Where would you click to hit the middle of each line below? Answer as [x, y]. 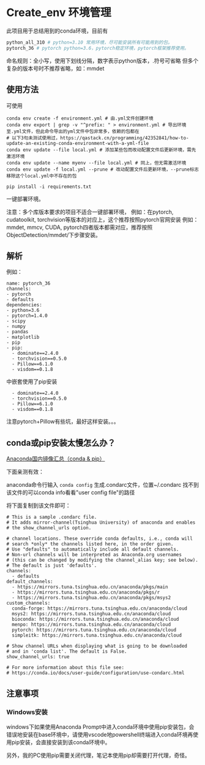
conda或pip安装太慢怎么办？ [61, 443]
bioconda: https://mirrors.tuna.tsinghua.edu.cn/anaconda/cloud [95, 619]
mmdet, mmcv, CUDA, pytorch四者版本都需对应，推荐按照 [80, 227]
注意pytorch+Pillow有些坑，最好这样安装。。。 [63, 422]
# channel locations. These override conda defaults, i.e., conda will [99, 539]
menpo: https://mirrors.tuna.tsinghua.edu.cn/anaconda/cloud [91, 625]
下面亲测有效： [25, 472]
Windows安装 [27, 712]
